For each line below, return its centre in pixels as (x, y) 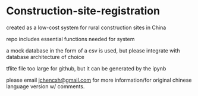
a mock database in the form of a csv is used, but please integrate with (93, 50)
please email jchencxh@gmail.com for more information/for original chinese (99, 80)
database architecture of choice (45, 57)
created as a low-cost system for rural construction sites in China (86, 27)
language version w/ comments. (45, 86)
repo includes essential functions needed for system (70, 39)
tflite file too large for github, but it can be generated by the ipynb (86, 68)
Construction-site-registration (83, 11)
